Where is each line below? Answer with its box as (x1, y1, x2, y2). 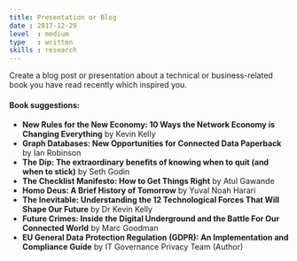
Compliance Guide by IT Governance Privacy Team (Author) (21, 242, 244, 252)
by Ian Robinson (21, 148, 82, 158)
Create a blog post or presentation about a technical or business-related (9, 70, 273, 81)
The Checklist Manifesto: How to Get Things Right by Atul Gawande (21, 176, 275, 187)
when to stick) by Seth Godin (21, 166, 130, 177)
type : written (9, 37, 74, 47)
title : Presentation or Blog (9, 12, 117, 22)
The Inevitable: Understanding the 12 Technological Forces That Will (21, 195, 280, 205)
